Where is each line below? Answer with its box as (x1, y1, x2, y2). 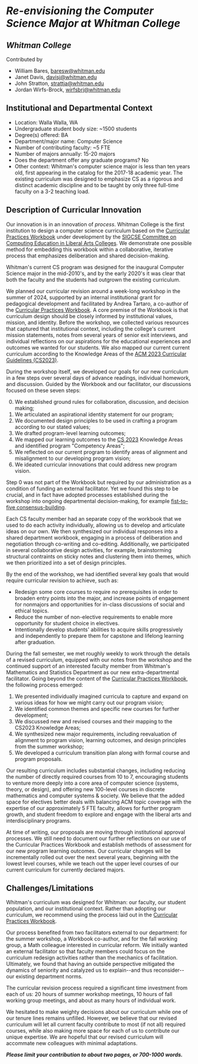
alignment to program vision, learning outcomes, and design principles (14, 736, 187, 743)
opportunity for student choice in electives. (14, 619, 120, 626)
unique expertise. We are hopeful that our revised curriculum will (6, 1033, 164, 1040)
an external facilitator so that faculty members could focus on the (6, 948, 165, 955)
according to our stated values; (14, 423, 91, 430)
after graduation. (14, 638, 56, 645)
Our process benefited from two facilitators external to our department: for (6, 929, 187, 936)
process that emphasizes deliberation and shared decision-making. (6, 252, 170, 259)
